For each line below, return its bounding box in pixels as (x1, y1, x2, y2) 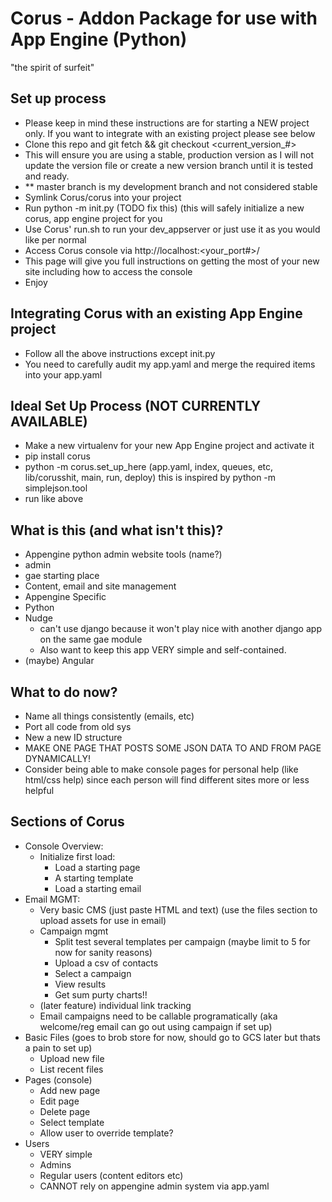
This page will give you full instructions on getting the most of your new (24, 255, 320, 267)
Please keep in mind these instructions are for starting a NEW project (24, 117, 310, 129)
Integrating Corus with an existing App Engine (10, 305, 303, 322)
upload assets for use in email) (39, 914, 167, 926)
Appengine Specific (24, 591, 107, 603)
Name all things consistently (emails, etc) (24, 710, 195, 722)
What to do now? (10, 683, 118, 701)
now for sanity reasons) (54, 946, 153, 958)
